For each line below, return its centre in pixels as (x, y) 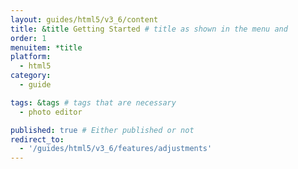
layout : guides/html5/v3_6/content (84, 19)
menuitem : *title (46, 47)
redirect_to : (37, 139)
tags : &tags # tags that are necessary (93, 102)
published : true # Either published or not (102, 130)
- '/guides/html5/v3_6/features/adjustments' (116, 149)
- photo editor (51, 112)
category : (31, 76)
